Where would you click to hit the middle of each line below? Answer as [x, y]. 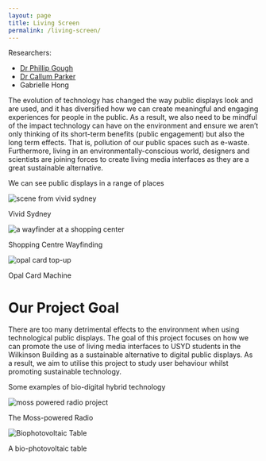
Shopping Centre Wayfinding [56, 245]
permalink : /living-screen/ [55, 30]
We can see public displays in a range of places [86, 183]
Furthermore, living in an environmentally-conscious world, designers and [129, 151]
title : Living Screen [44, 23]
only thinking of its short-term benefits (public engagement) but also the [126, 134]
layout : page [30, 15]
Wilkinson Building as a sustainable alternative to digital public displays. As [131, 355]
